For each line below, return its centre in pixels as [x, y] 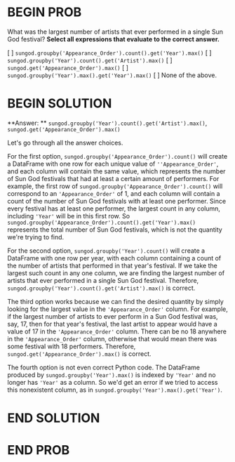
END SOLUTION [54, 418]
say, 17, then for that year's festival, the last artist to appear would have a [112, 324]
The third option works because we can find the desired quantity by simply [116, 301]
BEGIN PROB [45, 12]
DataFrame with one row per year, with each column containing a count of [114, 258]
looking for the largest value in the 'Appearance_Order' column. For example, [117, 309]
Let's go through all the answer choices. [65, 143]
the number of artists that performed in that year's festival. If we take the [112, 265]
